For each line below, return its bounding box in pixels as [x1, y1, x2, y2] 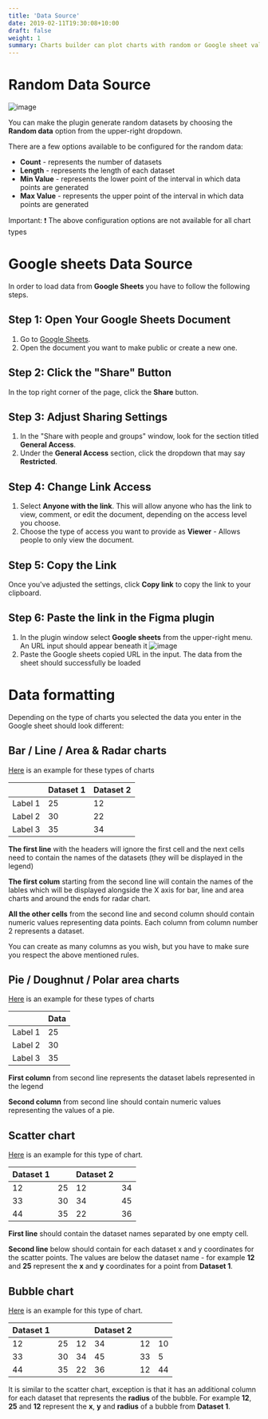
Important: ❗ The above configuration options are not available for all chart [8, 216, 251, 225]
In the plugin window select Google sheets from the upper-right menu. [19, 632, 253, 642]
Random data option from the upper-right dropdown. [8, 126, 183, 136]
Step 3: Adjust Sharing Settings [8, 411, 167, 424]
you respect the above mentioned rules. [8, 950, 140, 960]
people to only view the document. [19, 535, 134, 545]
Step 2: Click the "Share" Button [8, 366, 172, 380]
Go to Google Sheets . [19, 334, 91, 344]
